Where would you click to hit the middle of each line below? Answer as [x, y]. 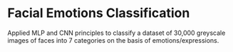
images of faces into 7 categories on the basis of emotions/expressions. [113, 40]
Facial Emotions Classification [99, 13]
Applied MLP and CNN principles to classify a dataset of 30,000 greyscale [116, 33]
